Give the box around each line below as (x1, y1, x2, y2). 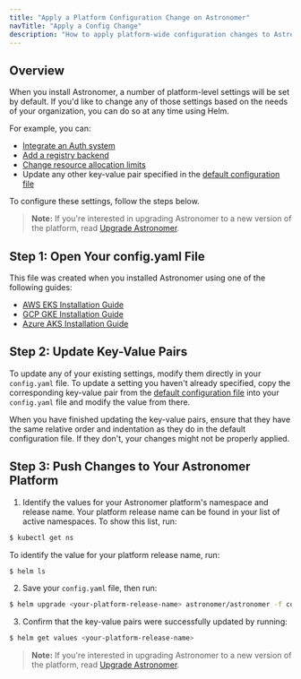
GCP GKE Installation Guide (21, 309, 124, 319)
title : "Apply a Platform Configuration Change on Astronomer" (9, 13, 251, 22)
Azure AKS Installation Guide (21, 319, 129, 329)
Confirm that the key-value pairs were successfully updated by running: (21, 616, 288, 627)
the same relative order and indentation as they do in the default (9, 423, 246, 434)
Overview (9, 63, 65, 78)
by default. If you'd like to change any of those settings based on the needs (9, 96, 288, 107)
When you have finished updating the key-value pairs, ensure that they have (9, 414, 291, 425)
